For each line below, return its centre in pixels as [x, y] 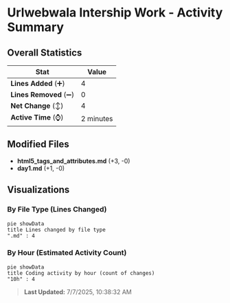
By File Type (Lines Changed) [57, 210]
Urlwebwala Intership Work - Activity [115, 13]
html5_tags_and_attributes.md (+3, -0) [73, 161]
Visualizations [38, 190]
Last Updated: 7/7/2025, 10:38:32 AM [78, 292]
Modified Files [38, 145]
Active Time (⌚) [37, 117]
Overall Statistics [45, 53]
